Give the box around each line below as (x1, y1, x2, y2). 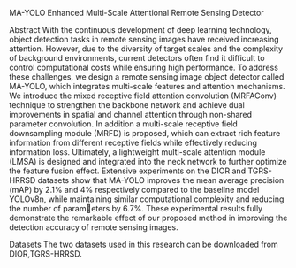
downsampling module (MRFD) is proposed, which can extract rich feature (9, 128, 281, 138)
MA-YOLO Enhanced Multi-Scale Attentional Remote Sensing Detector (9, 8, 265, 18)
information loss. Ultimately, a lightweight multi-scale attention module (9, 147, 266, 157)
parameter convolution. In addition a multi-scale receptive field (9, 119, 239, 129)
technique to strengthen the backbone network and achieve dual (9, 100, 245, 110)
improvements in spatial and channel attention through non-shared (9, 110, 253, 119)
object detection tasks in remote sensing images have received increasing (9, 34, 279, 44)
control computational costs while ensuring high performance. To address (9, 62, 278, 73)
